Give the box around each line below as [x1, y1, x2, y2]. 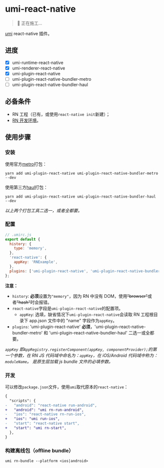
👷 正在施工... [17, 20, 42, 26]
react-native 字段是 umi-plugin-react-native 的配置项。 [12, 305, 123, 311]
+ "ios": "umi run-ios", [5, 417, 60, 422]
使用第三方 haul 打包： [5, 184, 48, 190]
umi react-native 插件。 [5, 30, 52, 36]
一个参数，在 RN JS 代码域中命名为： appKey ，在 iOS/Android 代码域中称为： [5, 352, 158, 358]
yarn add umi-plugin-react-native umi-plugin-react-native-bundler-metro [5, 171, 159, 176]
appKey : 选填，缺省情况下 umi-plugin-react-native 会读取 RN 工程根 [19, 312, 154, 317]
